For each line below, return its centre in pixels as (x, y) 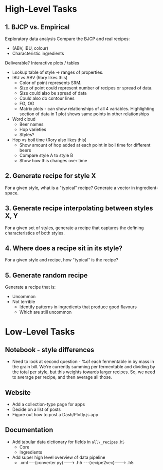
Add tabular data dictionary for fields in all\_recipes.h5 (68, 442)
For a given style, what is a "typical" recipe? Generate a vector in (70, 188)
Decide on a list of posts (36, 409)
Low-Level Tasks (40, 332)
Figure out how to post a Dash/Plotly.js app (55, 415)
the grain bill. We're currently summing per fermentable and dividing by (84, 367)
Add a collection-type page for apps (48, 405)
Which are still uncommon (45, 312)
